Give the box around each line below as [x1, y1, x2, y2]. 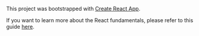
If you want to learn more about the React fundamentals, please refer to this [6, 17, 194, 23]
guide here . [6, 23, 35, 30]
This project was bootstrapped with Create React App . [6, 5, 141, 12]
